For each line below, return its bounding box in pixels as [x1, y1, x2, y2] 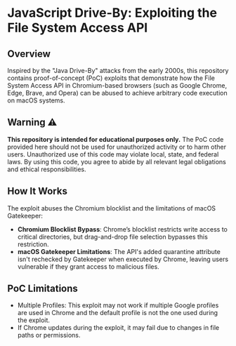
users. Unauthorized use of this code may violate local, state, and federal [7, 149, 219, 159]
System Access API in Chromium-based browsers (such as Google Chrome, [7, 81, 227, 89]
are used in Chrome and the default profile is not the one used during [17, 309, 218, 317]
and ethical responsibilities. [7, 165, 86, 173]
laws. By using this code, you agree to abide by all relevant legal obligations [7, 157, 226, 166]
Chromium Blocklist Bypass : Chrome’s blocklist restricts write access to [17, 225, 228, 233]
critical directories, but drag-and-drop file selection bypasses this [17, 232, 209, 241]
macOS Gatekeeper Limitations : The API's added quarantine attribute [17, 247, 221, 255]
